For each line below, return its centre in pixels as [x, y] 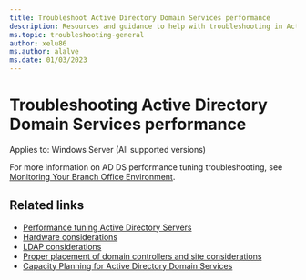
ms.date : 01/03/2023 [49, 60]
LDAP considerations [62, 246]
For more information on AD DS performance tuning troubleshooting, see [146, 167]
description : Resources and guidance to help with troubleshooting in [146, 26]
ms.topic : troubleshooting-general [77, 35]
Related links [47, 205]
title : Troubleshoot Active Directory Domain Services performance [140, 18]
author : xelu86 [38, 43]
